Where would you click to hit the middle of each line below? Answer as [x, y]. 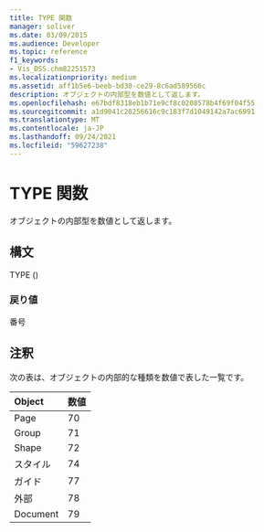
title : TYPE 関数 [41, 18]
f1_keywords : [34, 60]
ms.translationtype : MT [55, 120]
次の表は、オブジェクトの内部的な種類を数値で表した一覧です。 [129, 377]
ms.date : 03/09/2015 [49, 35]
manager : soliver [42, 27]
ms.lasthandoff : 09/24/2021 [63, 137]
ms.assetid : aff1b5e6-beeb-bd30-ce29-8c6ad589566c [108, 86]
